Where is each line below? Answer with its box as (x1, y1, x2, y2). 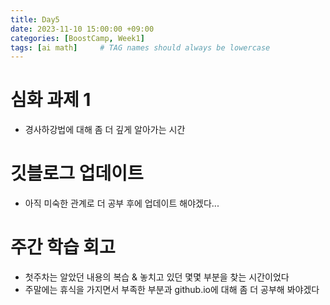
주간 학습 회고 (10, 236, 116, 259)
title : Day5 (10, 14, 60, 25)
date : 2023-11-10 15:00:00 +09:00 (10, 24, 155, 34)
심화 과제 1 (10, 89, 92, 111)
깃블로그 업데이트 (10, 162, 144, 185)
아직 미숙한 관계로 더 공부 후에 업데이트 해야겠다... (24, 197, 220, 210)
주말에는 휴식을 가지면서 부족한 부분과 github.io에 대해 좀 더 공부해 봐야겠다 (24, 284, 320, 296)
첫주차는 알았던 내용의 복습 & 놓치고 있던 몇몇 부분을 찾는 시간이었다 (24, 271, 290, 283)
